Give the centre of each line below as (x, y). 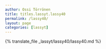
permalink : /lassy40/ (27, 18)
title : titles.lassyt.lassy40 (35, 14)
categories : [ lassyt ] (27, 28)
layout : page (18, 23)
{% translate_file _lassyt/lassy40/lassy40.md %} (53, 41)
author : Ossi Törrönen (28, 9)
